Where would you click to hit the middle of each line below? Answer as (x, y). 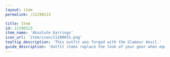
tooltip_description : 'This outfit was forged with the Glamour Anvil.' (83, 42)
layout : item (19, 10)
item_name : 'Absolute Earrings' (39, 33)
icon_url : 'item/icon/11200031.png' (44, 37)
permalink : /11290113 (28, 14)
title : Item (18, 23)
